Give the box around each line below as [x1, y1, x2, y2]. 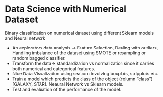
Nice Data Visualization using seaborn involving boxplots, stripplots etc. [12, 71, 159, 76]
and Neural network [5, 35, 46, 41]
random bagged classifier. [12, 55, 66, 61]
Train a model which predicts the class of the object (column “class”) [12, 76, 153, 82]
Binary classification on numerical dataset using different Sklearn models [5, 30, 154, 36]
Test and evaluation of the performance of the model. [12, 86, 122, 92]
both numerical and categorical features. [12, 65, 95, 72]
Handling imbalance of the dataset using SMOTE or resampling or [12, 50, 146, 56]
